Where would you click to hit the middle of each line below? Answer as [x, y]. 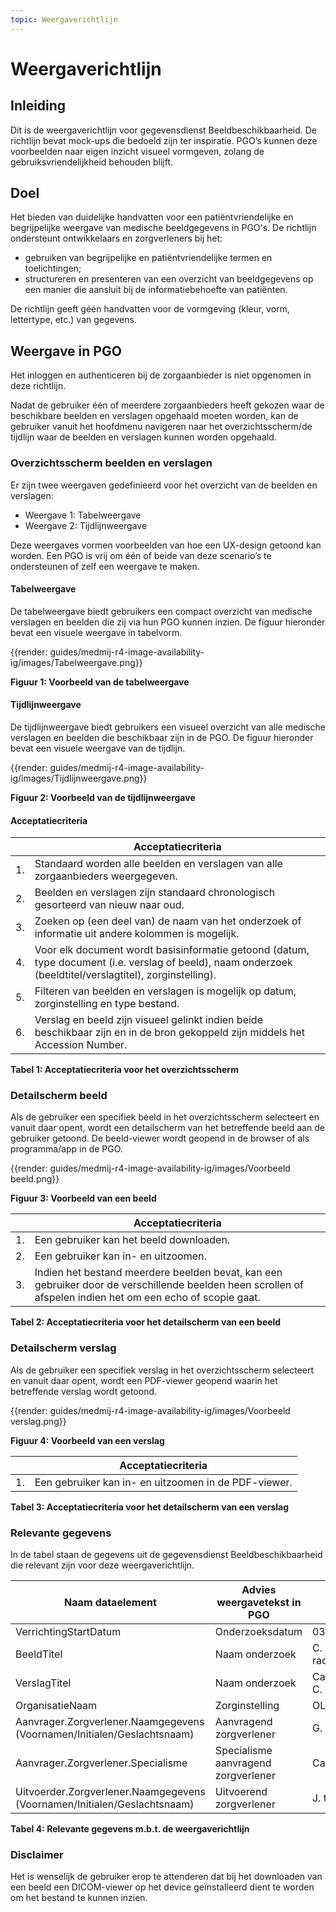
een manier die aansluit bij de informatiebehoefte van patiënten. [156, 290]
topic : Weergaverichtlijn [64, 19]
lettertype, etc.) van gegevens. [73, 320]
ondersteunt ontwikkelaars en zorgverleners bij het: [116, 238]
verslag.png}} [38, 1421]
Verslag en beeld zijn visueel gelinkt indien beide [148, 1020]
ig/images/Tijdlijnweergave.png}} [79, 778]
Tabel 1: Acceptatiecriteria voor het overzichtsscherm [124, 1070]
